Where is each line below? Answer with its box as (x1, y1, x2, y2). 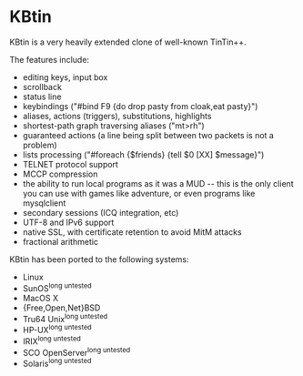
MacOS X (22, 292, 59, 303)
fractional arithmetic (22, 236, 98, 247)
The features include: (9, 54, 89, 65)
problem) (22, 139, 57, 150)
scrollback (22, 81, 62, 92)
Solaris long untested (22, 357, 92, 369)
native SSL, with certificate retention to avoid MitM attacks (22, 226, 243, 238)
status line (22, 91, 62, 102)
